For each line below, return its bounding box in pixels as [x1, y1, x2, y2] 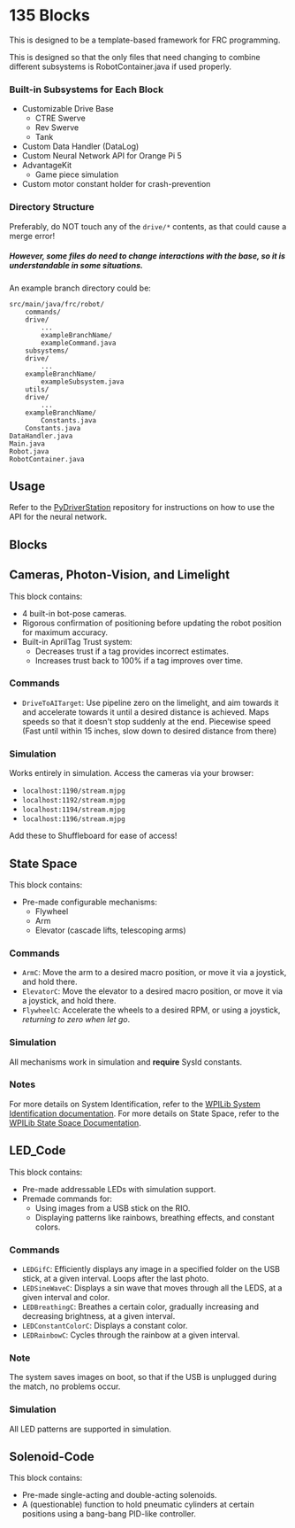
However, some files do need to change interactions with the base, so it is [9, 251, 285, 261]
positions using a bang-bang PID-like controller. [21, 1509, 196, 1519]
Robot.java [9, 446, 49, 456]
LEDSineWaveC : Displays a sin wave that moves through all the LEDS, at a [21, 1282, 283, 1293]
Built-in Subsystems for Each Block [9, 83, 164, 96]
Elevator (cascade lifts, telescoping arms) [34, 925, 187, 935]
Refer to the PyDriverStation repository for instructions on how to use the [9, 502, 276, 513]
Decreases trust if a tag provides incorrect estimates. [34, 646, 230, 656]
